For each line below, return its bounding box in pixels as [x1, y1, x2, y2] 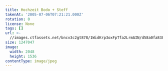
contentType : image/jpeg [5, 58, 57, 63]
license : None [5, 21, 35, 26]
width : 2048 [9, 49, 35, 54]
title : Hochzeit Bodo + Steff [5, 7, 68, 12]
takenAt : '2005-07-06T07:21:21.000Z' [5, 12, 84, 17]
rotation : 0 [5, 16, 30, 21]
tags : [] [5, 26, 23, 31]
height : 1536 [9, 53, 37, 59]
